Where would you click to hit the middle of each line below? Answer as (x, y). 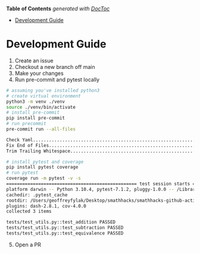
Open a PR (28, 244)
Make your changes (39, 73)
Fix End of (20, 145)
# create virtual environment (44, 96)
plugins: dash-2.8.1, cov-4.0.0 (46, 206)
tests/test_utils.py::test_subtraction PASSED (65, 228)
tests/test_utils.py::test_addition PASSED (61, 222)
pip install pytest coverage (42, 167)
